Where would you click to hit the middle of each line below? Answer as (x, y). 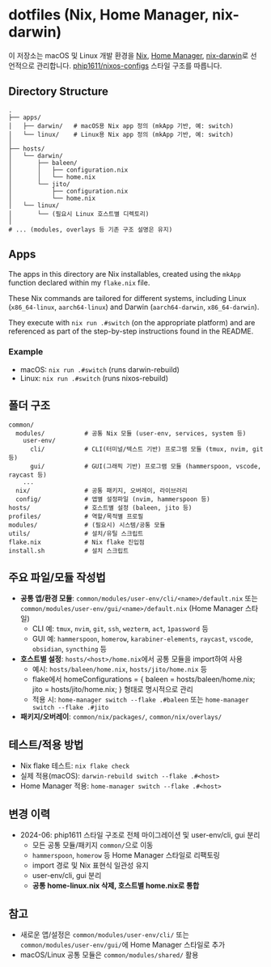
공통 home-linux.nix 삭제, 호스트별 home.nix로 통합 (116, 886)
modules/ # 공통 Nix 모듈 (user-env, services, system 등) (131, 433)
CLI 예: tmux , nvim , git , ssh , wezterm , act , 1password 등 (120, 629)
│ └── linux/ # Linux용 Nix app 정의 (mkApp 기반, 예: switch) (121, 134)
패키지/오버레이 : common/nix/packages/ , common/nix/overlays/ (121, 717)
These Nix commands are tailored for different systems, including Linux (127, 298)
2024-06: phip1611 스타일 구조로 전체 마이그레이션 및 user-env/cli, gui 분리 (140, 835)
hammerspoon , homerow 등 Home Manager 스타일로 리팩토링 (126, 855)
